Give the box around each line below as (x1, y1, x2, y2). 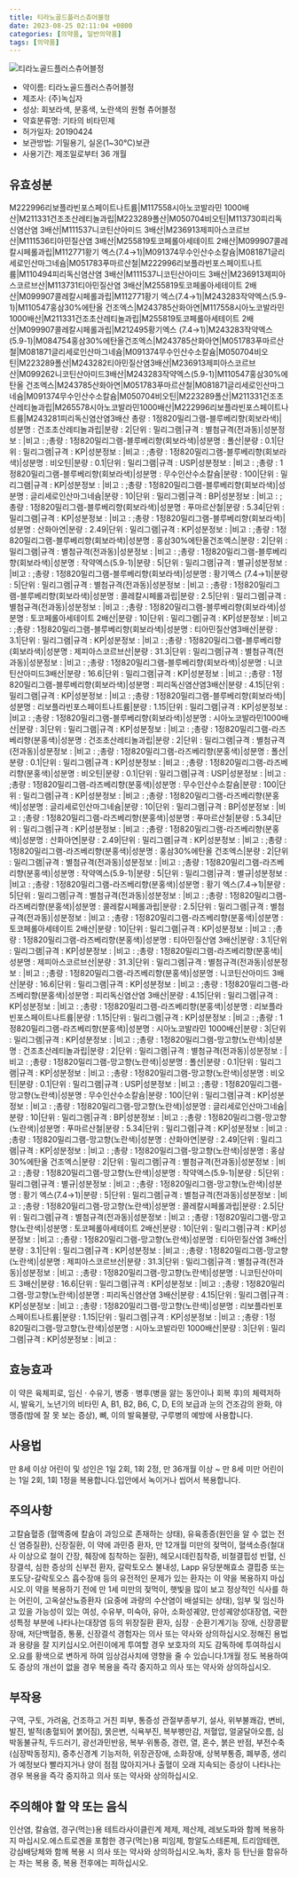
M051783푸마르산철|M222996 (68, 258, 177, 269)
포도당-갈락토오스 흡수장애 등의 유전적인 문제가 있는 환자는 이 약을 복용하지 (9, 1573, 269, 1583)
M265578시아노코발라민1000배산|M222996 (54, 402, 210, 413)
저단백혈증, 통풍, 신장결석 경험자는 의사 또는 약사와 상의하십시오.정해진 (27, 1628, 272, 1638)
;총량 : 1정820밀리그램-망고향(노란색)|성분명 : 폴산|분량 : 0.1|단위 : (29, 1057, 259, 1068)
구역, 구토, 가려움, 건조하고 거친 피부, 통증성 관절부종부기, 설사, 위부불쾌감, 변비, (9, 1715, 286, 1726)
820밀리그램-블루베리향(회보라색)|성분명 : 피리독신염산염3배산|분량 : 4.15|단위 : (9, 680, 285, 690)
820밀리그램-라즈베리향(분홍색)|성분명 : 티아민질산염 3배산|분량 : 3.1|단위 (33, 935, 288, 945)
